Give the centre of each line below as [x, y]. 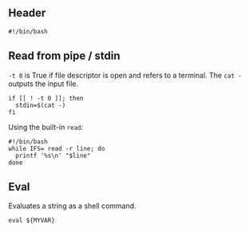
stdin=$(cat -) [41, 105]
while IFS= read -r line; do [57, 148]
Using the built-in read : [46, 127]
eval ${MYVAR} [32, 221]
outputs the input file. [43, 84]
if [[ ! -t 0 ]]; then [46, 98]
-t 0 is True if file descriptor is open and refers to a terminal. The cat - [125, 75]
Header [27, 13]
